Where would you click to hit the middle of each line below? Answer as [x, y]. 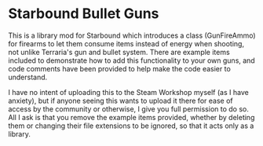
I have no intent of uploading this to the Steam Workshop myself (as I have [128, 92]
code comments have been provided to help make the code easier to [120, 68]
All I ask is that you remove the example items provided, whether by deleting [131, 117]
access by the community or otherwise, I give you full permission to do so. [128, 109]
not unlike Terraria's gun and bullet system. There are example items [119, 52]
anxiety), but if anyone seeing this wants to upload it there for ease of [121, 100]
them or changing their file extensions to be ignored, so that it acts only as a [131, 126]
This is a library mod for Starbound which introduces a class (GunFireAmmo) [132, 35]
